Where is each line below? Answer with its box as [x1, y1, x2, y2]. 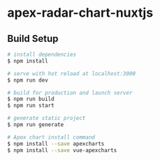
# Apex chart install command [7, 134, 96, 141]
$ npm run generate [7, 121, 64, 128]
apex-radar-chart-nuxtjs [7, 5, 154, 21]
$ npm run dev [7, 77, 49, 84]
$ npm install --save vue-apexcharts [7, 146, 117, 154]
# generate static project [7, 115, 86, 122]
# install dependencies [7, 51, 77, 58]
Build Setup [7, 33, 59, 45]
